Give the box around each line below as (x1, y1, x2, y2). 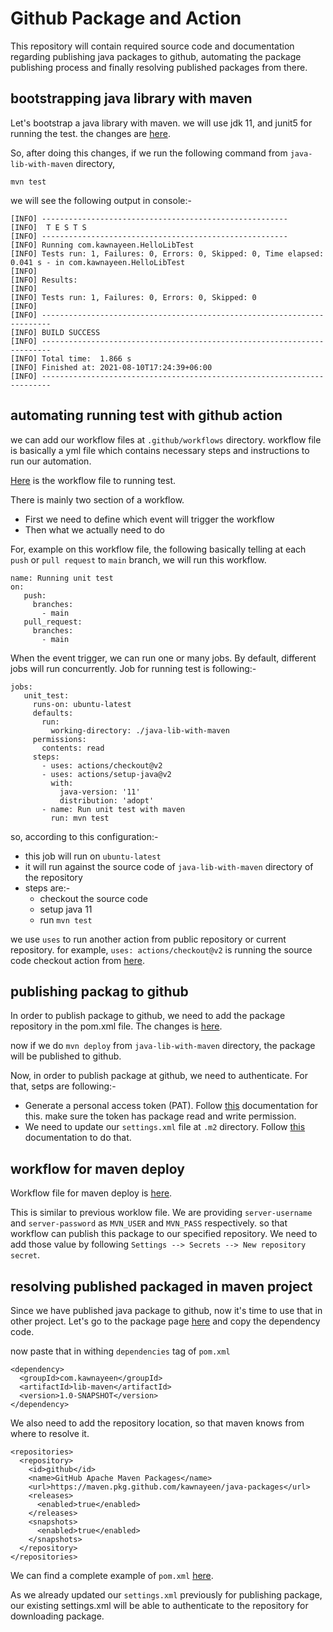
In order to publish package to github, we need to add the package (10, 1010, 286, 1022)
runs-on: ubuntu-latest (32, 699, 132, 709)
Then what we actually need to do (24, 523, 165, 536)
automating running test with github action (10, 407, 283, 424)
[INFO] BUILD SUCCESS (10, 327, 101, 337)
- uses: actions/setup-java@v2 (41, 769, 172, 779)
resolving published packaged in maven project (10, 1278, 313, 1295)
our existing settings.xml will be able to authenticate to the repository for (10, 1600, 309, 1611)
